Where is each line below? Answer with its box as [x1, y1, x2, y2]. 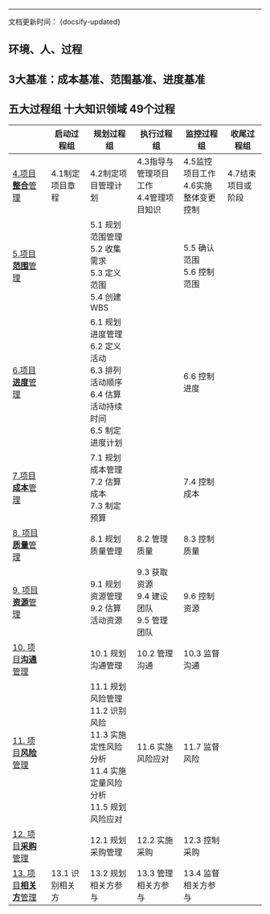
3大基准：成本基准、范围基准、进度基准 [8, 72, 206, 86]
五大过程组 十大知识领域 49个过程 [8, 102, 175, 116]
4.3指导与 [136, 156, 174, 167]
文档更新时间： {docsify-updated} [8, 17, 121, 27]
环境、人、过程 [8, 43, 83, 56]
